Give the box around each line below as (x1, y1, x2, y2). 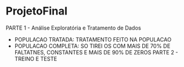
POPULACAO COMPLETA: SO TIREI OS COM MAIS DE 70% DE (14, 42, 171, 49)
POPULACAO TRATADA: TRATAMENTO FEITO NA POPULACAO (14, 36, 172, 43)
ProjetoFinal (5, 4, 68, 18)
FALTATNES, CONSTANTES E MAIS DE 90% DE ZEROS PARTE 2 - (14, 48, 179, 56)
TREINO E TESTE (14, 55, 57, 62)
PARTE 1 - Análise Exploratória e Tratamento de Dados (5, 24, 142, 31)
